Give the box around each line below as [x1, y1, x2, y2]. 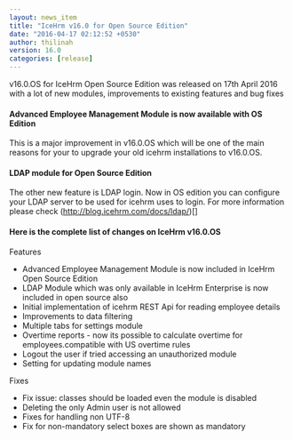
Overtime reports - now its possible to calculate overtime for [21, 330, 243, 340]
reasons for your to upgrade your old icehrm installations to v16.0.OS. [9, 148, 263, 158]
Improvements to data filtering [21, 310, 133, 321]
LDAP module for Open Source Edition [9, 167, 153, 178]
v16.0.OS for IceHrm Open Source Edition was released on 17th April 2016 [9, 79, 278, 89]
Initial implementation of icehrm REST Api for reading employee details [21, 301, 281, 312]
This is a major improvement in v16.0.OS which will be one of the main [9, 138, 265, 148]
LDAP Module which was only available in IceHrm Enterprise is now [21, 282, 269, 293]
